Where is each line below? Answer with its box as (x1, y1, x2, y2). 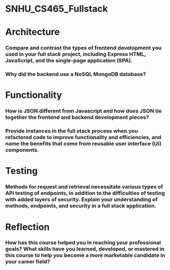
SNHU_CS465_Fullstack (5, 3, 108, 15)
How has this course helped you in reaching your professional (5, 239, 161, 246)
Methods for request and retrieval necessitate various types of (5, 183, 163, 190)
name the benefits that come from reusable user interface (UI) (5, 140, 161, 147)
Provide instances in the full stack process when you (5, 127, 139, 134)
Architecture (5, 26, 60, 38)
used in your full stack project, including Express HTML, (5, 51, 146, 58)
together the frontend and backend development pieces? (5, 114, 149, 121)
